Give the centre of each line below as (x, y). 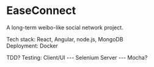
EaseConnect (41, 11)
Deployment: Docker (32, 46)
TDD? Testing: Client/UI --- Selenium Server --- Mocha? (77, 57)
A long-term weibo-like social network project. (65, 27)
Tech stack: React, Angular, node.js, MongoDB (65, 39)
